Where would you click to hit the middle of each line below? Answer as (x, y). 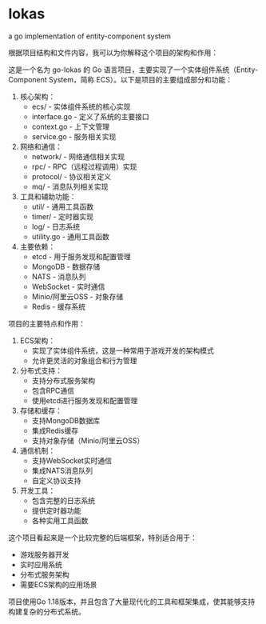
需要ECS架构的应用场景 (58, 584)
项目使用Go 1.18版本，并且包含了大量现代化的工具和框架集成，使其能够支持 (132, 602)
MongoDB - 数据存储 (66, 266)
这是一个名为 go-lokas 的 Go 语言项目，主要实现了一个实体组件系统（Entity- (133, 70)
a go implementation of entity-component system (90, 36)
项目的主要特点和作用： (47, 323)
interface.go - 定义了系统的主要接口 (90, 116)
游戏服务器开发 (44, 554)
